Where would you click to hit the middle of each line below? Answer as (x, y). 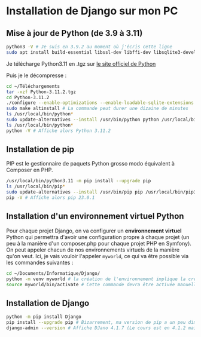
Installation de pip (40, 150)
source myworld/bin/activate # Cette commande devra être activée (91, 284)
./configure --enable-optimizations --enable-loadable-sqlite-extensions (100, 103)
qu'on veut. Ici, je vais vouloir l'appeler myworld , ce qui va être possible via (98, 256)
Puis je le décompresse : (36, 75)
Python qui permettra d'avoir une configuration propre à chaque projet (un (98, 237)
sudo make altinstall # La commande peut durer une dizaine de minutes (97, 109)
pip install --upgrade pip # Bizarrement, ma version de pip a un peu (96, 323)
